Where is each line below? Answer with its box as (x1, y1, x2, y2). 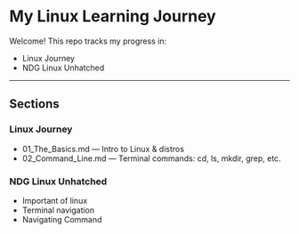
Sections (9, 96, 60, 112)
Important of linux (21, 195, 88, 206)
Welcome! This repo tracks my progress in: (9, 36, 167, 46)
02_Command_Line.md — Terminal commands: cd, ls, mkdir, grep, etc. (21, 153, 282, 164)
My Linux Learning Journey (9, 6, 216, 27)
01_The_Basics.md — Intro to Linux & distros (21, 143, 185, 154)
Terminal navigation (21, 205, 95, 215)
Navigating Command (21, 214, 102, 224)
